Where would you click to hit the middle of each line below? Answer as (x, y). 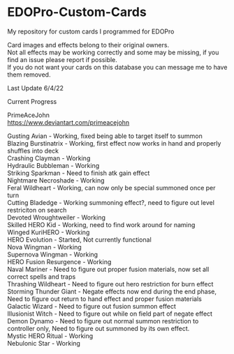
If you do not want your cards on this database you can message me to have (117, 67)
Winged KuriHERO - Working (49, 232)
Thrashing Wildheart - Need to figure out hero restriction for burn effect (110, 284)
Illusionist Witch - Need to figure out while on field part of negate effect (110, 314)
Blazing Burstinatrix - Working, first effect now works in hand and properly (114, 143)
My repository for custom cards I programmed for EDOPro (91, 31)
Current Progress (32, 101)
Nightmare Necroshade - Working (56, 180)
